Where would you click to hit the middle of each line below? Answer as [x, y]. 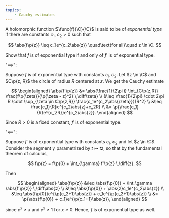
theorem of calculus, [27, 153]
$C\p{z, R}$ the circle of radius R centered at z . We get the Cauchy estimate [85, 81]
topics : [13, 10]
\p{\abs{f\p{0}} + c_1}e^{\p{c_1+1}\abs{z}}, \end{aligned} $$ [85, 199]
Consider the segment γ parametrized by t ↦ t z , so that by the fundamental [84, 148]
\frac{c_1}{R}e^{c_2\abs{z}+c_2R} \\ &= [71, 107]
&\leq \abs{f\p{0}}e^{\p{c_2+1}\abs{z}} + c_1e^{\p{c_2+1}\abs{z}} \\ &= [85, 194]
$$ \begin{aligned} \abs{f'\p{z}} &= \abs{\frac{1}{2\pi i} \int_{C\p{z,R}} [85, 91]
